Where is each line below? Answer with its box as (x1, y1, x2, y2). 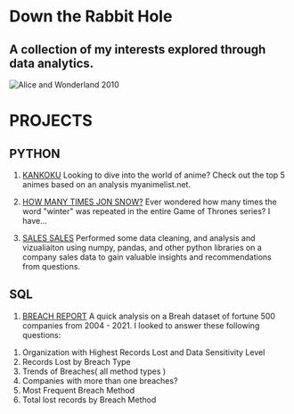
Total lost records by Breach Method (21, 394, 157, 405)
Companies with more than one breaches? (21, 375, 178, 385)
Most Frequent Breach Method (21, 385, 135, 395)
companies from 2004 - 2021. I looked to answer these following (21, 319, 260, 331)
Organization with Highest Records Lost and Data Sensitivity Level (21, 346, 265, 358)
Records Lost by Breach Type (21, 356, 131, 367)
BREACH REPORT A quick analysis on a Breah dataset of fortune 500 (21, 310, 276, 321)
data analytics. (9, 55, 94, 70)
